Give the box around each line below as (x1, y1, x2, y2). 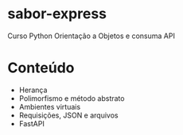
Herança (18, 85, 48, 94)
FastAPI (18, 118, 45, 128)
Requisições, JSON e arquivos (18, 110, 119, 120)
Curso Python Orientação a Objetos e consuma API (7, 31, 176, 40)
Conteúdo (7, 59, 75, 77)
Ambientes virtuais (18, 102, 81, 111)
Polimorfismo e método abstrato (18, 93, 125, 103)
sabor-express (7, 5, 107, 23)
